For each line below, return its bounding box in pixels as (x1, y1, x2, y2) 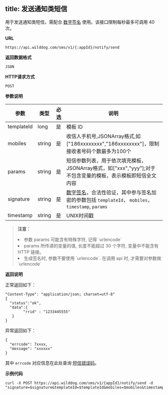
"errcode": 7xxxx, (9, 341, 48, 346)
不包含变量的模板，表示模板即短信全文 (66, 172, 156, 179)
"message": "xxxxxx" (9, 346, 52, 351)
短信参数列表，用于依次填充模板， (66, 157, 146, 164)
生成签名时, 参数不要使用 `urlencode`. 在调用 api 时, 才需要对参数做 (23, 255, 161, 261)
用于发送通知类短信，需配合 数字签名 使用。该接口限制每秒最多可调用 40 (5, 19, 155, 25)
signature (7, 195, 30, 202)
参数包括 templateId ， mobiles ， (76, 196, 153, 203)
